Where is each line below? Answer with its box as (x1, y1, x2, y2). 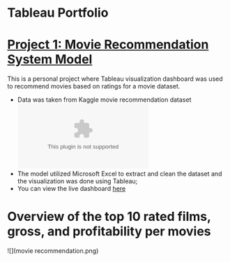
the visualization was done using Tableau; (17, 177, 138, 185)
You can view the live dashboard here (17, 185, 126, 193)
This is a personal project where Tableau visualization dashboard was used (7, 75, 223, 83)
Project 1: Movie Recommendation (7, 37, 209, 53)
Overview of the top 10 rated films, (7, 209, 211, 224)
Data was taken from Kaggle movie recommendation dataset (17, 95, 192, 104)
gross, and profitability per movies (7, 224, 211, 240)
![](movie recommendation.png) (7, 247, 99, 255)
